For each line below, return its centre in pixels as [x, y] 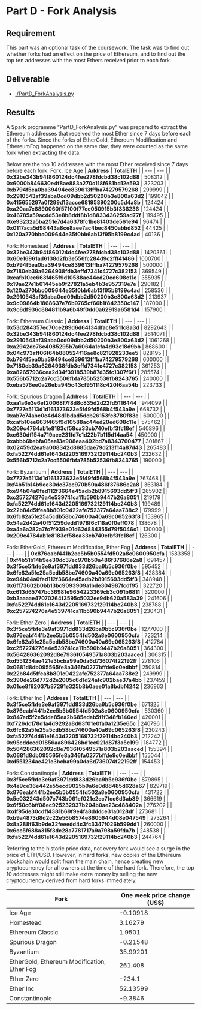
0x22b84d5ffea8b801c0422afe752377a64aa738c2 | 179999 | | [87, 510]
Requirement [31, 33]
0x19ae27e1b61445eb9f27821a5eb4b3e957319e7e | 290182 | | [86, 284]
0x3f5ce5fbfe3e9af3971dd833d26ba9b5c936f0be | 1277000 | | [88, 629]
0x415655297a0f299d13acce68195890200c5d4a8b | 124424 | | [88, 202]
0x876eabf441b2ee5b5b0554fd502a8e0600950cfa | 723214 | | [88, 635]
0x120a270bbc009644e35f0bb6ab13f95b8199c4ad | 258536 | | [88, 290]
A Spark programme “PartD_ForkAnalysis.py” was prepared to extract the [97, 127]
